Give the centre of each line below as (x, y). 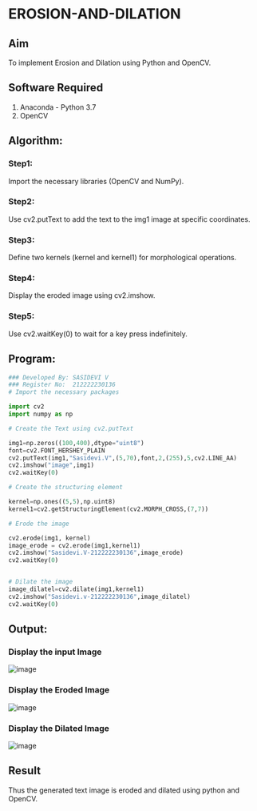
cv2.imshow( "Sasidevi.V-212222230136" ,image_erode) (96, 553)
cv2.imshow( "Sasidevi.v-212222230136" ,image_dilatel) (100, 596)
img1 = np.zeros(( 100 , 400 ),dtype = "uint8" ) (77, 443)
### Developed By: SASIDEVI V (59, 377)
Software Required (56, 88)
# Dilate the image (41, 582)
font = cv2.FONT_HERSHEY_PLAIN (57, 450)
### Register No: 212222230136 (62, 385)
